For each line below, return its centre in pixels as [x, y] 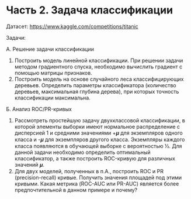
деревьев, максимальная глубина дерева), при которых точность [97, 91]
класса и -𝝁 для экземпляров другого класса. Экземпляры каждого [100, 139]
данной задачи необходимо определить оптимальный [82, 152]
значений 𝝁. [29, 164]
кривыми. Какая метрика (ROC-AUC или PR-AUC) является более [97, 183]
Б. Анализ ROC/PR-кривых [39, 109]
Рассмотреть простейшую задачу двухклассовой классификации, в [100, 120]
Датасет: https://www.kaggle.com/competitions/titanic [72, 26]
